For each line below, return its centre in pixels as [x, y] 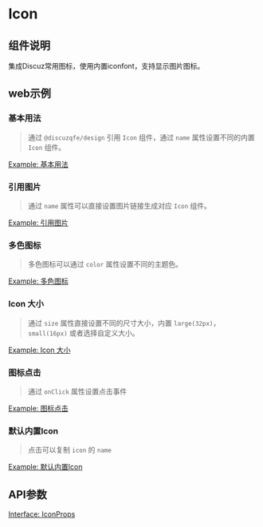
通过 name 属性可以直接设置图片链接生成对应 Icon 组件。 [119, 205]
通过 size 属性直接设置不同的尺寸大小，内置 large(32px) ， [124, 323]
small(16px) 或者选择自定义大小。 [83, 333]
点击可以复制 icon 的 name [69, 450]
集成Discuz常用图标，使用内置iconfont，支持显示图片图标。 [106, 66]
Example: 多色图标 [39, 281]
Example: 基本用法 [39, 164]
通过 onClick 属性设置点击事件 [77, 391]
